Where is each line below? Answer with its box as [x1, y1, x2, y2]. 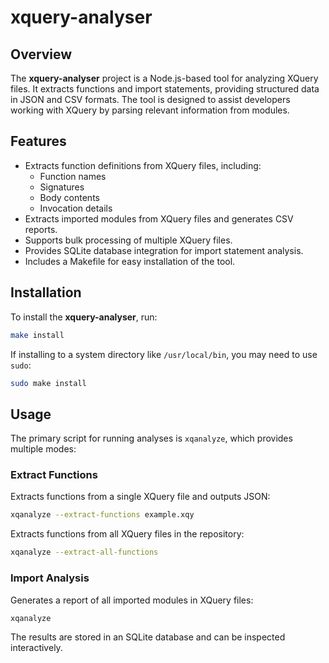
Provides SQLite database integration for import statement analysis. [24, 244, 304, 256]
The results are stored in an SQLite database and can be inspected [10, 631, 286, 643]
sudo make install [10, 378, 87, 388]
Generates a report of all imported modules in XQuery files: [10, 594, 254, 606]
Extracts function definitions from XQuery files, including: [24, 159, 262, 171]
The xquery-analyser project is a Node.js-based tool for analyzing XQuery [10, 72, 319, 84]
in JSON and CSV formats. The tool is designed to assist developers [10, 94, 291, 105]
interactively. [10, 642, 63, 654]
